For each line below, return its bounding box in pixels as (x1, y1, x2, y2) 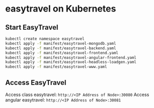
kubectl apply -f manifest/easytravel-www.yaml (5, 64, 108, 69)
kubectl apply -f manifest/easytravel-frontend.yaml (5, 50, 119, 55)
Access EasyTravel (5, 78, 67, 87)
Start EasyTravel (5, 23, 59, 32)
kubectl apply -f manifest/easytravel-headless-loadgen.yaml (5, 60, 137, 65)
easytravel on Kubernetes (5, 3, 116, 15)
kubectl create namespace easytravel (5, 36, 85, 41)
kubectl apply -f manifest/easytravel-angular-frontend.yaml (5, 55, 137, 60)
